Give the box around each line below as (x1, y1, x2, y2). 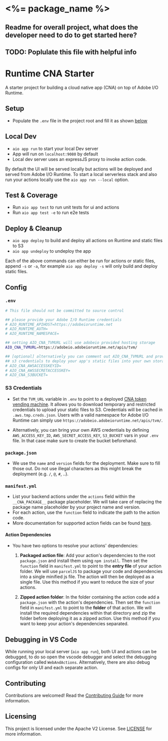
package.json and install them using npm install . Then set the (19, 558, 147, 564)
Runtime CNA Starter (5, 68, 94, 79)
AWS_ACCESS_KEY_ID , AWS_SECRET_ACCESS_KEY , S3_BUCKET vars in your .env (12, 432, 159, 438)
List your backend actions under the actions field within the (12, 493, 135, 499)
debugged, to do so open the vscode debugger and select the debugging (5, 654, 156, 660)
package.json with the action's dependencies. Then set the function (19, 600, 160, 606)
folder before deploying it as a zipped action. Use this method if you (19, 615, 160, 622)
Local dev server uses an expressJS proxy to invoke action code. (12, 156, 147, 162)
